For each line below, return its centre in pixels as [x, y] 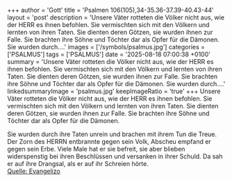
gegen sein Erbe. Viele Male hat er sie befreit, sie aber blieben [96, 149]
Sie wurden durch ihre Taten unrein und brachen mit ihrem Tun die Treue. [112, 134]
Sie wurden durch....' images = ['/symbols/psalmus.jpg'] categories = [106, 47]
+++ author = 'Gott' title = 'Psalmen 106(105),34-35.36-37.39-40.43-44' [110, 10]
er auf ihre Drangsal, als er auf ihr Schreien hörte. [78, 164]
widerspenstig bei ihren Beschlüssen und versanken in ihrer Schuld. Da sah [115, 156]
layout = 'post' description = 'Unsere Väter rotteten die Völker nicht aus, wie [116, 17]
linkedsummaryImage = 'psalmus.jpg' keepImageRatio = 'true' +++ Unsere [114, 91]
